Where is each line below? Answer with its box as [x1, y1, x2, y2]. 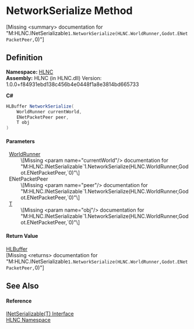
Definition [6, 53, 43, 63]
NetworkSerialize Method [6, 4, 133, 18]
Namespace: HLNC [6, 68, 54, 75]
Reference [6, 297, 32, 304]
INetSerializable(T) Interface [6, 310, 74, 317]
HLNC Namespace [6, 317, 51, 324]
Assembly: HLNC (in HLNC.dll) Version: [6, 74, 102, 81]
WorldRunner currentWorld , [16, 109, 82, 115]
